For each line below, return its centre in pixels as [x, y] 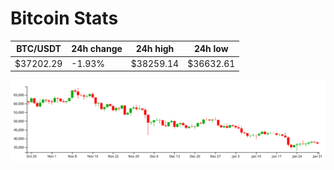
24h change [97, 49]
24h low [211, 49]
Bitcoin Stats [64, 18]
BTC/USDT [39, 49]
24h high [155, 49]
